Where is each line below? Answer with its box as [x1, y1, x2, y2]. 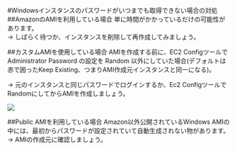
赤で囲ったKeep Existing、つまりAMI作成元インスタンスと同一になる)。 [7, 66, 216, 74]
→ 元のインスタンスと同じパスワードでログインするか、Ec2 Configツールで [7, 81, 227, 88]
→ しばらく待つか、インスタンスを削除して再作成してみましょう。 [7, 33, 200, 41]
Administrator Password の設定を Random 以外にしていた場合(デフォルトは [7, 57, 226, 65]
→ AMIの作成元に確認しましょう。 [7, 135, 108, 144]
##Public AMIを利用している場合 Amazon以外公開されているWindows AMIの [7, 117, 230, 126]
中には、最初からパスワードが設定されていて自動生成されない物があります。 [7, 127, 230, 134]
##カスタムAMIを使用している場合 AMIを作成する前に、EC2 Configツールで [7, 48, 229, 56]
